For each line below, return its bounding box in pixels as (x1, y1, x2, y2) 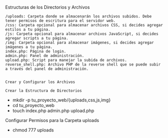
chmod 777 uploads (12, 127, 54, 133)
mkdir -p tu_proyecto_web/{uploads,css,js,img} (12, 97, 111, 103)
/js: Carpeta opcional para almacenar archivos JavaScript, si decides (5, 31, 158, 36)
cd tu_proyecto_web (12, 102, 55, 108)
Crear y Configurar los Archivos (5, 79, 75, 84)
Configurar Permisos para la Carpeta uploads (5, 117, 100, 123)
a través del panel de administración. (5, 66, 89, 71)
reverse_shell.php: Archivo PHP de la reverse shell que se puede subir (5, 62, 161, 67)
